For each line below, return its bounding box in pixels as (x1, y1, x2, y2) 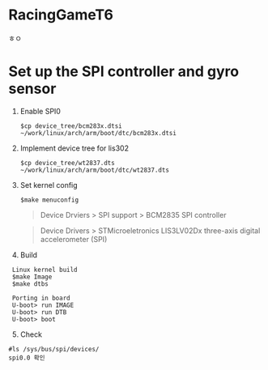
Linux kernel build (11, 266, 79, 274)
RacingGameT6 (8, 6, 113, 24)
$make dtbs (11, 279, 49, 288)
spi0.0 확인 (8, 354, 45, 362)
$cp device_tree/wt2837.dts (19, 159, 115, 167)
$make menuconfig (19, 196, 79, 204)
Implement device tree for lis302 (19, 143, 130, 153)
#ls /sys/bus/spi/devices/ (8, 345, 100, 353)
